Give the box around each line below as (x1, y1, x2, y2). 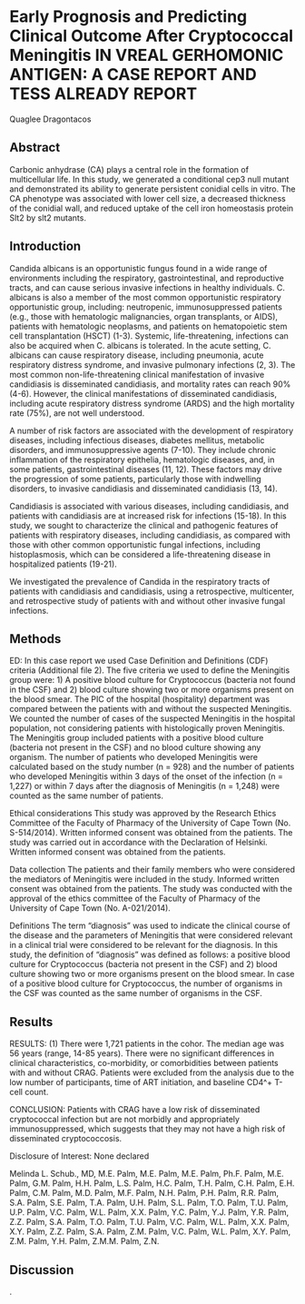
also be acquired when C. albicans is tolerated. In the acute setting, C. (9, 340, 271, 351)
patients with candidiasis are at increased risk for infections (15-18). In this (9, 510, 288, 521)
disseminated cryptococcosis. (9, 1133, 123, 1144)
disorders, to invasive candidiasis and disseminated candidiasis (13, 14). (9, 483, 279, 494)
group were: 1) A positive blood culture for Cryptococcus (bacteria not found (9, 675, 296, 686)
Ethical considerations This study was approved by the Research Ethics (9, 808, 277, 819)
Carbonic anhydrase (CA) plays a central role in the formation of (9, 163, 250, 174)
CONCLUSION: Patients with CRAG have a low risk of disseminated (9, 1104, 261, 1115)
